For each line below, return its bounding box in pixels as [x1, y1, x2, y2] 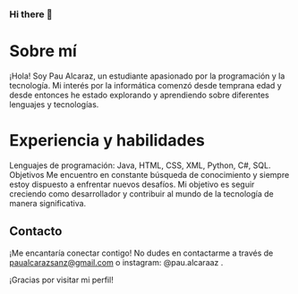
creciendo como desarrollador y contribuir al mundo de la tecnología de [9, 188, 275, 199]
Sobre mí [9, 41, 78, 62]
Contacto [9, 223, 63, 239]
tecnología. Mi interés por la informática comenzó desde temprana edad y [9, 80, 282, 90]
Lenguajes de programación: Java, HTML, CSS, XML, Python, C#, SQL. [9, 160, 271, 171]
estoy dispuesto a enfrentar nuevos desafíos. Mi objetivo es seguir [9, 179, 255, 189]
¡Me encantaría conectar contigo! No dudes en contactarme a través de [9, 248, 274, 258]
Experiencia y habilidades [9, 130, 206, 151]
